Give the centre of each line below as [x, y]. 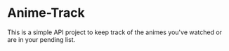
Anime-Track [46, 13]
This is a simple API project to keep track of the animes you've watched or [115, 32]
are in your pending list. [41, 39]
